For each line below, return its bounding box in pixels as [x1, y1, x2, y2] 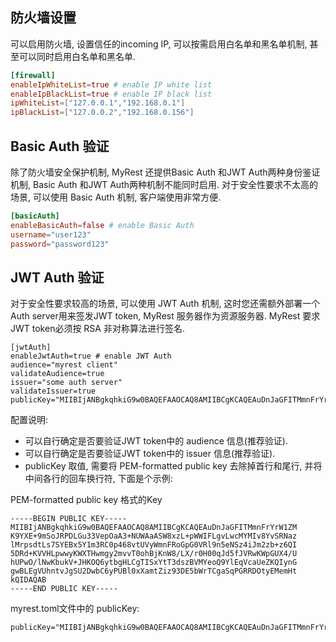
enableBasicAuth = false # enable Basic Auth [10, 220, 195, 230]
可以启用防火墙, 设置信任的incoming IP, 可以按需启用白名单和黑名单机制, [10, 38, 308, 50]
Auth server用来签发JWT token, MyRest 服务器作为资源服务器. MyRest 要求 [10, 310, 321, 322]
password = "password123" [10, 239, 110, 249]
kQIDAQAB [10, 575, 47, 585]
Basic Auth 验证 [10, 138, 110, 155]
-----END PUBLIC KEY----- [10, 584, 118, 594]
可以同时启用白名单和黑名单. [18, 50, 137, 62]
